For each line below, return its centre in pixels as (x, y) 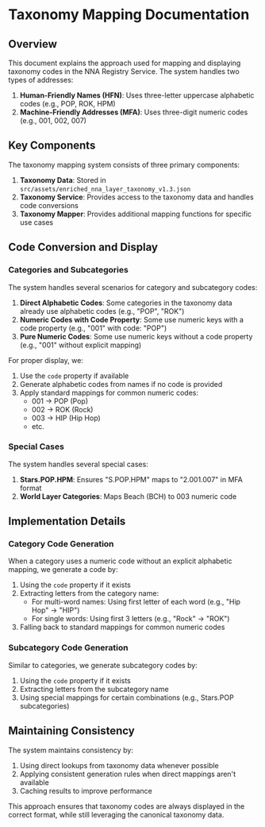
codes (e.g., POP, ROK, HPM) (68, 104)
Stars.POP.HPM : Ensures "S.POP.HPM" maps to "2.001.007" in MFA (131, 479)
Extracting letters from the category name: (89, 593)
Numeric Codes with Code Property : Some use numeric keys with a (132, 319)
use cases (36, 222)
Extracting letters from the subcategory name (94, 689)
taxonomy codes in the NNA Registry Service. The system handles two (124, 71)
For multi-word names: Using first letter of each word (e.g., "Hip (136, 602)
